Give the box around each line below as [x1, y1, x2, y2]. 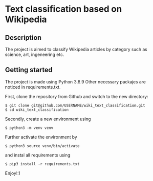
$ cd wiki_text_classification [5, 107, 69, 112]
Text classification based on [5, 3, 122, 15]
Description [5, 33, 42, 42]
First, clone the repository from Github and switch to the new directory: [5, 93, 148, 99]
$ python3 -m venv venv [5, 125, 54, 130]
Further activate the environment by [5, 134, 77, 140]
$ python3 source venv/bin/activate [5, 143, 80, 148]
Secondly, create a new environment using [5, 116, 91, 122]
